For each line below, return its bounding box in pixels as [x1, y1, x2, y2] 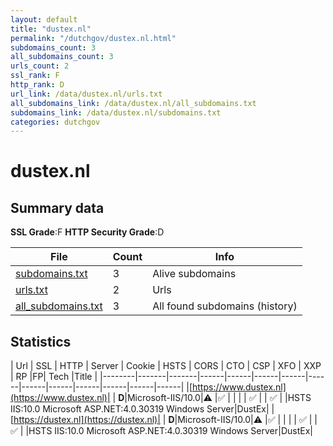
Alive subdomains [152, 267, 237, 281]
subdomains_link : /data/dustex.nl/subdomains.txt [10, 107, 222, 118]
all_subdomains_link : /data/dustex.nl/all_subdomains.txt [10, 98, 257, 108]
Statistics [10, 333, 72, 350]
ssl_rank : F [10, 71, 60, 81]
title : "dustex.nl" [10, 24, 92, 34]
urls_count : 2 [10, 61, 70, 71]
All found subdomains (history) [152, 299, 298, 313]
